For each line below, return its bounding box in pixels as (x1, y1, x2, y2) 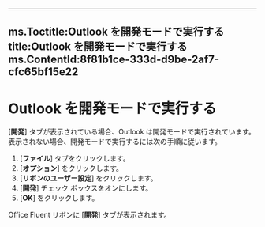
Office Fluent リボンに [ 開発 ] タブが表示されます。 (8, 210, 171, 220)
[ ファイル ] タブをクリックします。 (19, 153, 130, 163)
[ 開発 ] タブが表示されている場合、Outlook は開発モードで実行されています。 (8, 127, 256, 137)
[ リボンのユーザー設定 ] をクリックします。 (19, 173, 158, 183)
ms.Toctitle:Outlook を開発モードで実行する (8, 25, 225, 39)
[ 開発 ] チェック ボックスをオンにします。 (19, 183, 153, 193)
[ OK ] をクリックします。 (19, 193, 99, 202)
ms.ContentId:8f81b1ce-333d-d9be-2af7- (8, 53, 219, 66)
